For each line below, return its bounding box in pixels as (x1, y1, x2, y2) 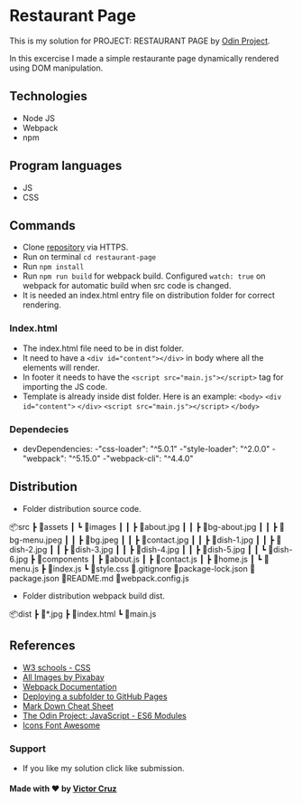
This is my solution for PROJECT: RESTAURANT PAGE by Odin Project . (9, 35, 270, 46)
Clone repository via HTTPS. (22, 241, 129, 253)
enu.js (9, 562, 39, 574)
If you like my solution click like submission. (22, 762, 185, 773)
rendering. (22, 299, 61, 310)
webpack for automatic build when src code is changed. (22, 280, 232, 291)
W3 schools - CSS (22, 662, 91, 673)
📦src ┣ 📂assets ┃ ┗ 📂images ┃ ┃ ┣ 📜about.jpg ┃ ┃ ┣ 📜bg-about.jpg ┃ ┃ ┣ (9, 521, 278, 532)
